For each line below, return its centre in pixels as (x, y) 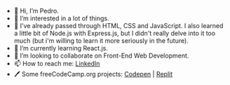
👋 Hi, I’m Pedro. (36, 11)
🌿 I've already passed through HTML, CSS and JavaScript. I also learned (119, 26)
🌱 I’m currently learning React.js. (61, 48)
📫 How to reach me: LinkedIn (57, 64)
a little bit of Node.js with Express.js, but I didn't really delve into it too (115, 33)
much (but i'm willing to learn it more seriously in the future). (101, 41)
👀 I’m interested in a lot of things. (61, 18)
